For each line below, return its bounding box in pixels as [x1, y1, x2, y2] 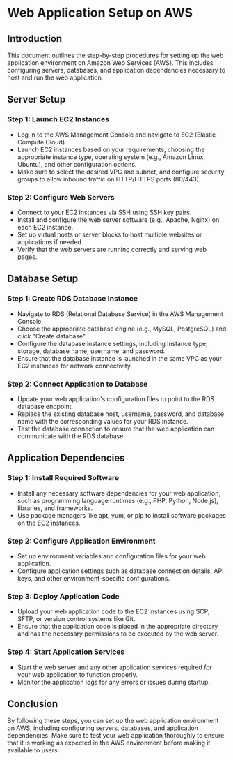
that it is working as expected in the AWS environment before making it [7, 738, 211, 747]
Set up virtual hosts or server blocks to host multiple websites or [17, 230, 202, 239]
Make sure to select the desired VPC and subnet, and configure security [17, 167, 225, 176]
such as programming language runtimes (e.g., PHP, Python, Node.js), [17, 496, 219, 505]
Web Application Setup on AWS [7, 5, 193, 21]
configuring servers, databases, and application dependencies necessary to [7, 66, 226, 74]
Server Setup [7, 94, 66, 105]
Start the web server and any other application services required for [17, 663, 212, 671]
